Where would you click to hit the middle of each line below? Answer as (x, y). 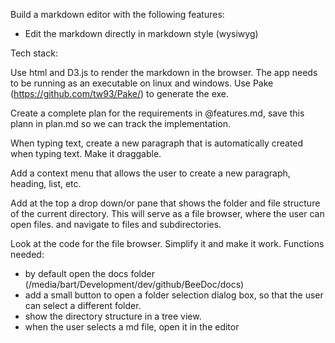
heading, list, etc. (46, 183)
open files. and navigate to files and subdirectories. (116, 224)
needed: (27, 254)
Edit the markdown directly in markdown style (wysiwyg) (141, 33)
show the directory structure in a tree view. (113, 316)
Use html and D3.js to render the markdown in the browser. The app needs (164, 72)
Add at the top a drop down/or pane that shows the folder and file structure (165, 203)
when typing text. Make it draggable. (86, 153)
